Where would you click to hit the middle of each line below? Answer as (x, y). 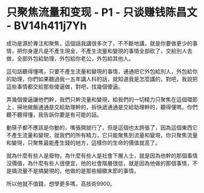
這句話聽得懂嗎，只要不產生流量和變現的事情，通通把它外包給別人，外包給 (99, 71)
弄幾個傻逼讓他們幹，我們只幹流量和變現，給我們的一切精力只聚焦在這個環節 (102, 99)
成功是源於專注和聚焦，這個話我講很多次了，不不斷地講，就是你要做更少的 (99, 43)
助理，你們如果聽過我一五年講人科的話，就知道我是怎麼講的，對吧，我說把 (104, 79)
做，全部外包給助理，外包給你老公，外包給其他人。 (70, 58)
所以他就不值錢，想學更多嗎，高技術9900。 (61, 183)
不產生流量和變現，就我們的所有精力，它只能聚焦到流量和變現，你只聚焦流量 (102, 135)
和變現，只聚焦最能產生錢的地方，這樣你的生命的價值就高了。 (83, 143)
